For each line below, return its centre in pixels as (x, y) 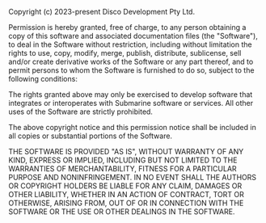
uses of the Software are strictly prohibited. (81, 111)
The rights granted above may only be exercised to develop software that (131, 95)
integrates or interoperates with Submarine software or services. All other (131, 103)
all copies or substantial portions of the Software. (90, 136)
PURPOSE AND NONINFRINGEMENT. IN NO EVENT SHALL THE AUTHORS (133, 177)
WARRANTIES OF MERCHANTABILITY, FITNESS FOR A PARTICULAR (122, 168)
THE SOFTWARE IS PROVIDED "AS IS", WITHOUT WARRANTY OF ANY (126, 151)
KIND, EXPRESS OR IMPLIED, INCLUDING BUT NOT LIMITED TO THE (123, 160)
